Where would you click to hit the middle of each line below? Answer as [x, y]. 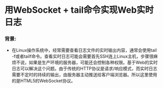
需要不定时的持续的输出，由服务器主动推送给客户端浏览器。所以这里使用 [84, 75]
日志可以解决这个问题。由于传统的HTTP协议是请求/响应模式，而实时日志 [84, 68]
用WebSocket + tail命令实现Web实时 [79, 10]
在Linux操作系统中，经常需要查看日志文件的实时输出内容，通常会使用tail [84, 50]
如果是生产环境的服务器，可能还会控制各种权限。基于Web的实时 [93, 63]
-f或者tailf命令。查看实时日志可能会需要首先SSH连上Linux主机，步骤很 [82, 56]
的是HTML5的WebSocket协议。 [43, 81]
